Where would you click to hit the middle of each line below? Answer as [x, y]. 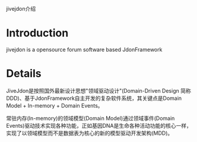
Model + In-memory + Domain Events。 [55, 105]
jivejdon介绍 [21, 9]
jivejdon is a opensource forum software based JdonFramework [84, 49]
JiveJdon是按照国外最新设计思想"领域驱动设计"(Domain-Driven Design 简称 [99, 90]
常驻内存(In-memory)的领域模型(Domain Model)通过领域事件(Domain [90, 118]
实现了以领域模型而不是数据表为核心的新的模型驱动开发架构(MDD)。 [90, 133]
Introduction [37, 33]
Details [24, 74]
